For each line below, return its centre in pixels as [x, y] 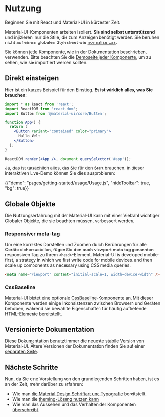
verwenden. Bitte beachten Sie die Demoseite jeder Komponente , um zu [78, 57]
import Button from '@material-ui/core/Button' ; [56, 113]
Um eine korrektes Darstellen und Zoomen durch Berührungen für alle [76, 245]
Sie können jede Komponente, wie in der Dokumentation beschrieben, [76, 52]
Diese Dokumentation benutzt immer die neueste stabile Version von [75, 341]
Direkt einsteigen [32, 78]
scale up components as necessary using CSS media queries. [68, 265]
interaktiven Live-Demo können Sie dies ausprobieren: [60, 173]
